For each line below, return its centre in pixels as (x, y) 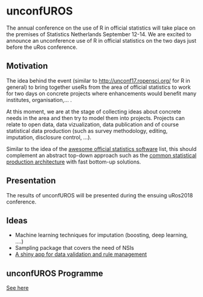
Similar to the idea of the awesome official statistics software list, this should (101, 148)
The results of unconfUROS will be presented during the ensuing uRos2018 (100, 195)
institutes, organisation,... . (39, 100)
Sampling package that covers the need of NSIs (74, 248)
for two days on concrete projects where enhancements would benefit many (101, 93)
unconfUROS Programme (55, 273)
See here (18, 288)
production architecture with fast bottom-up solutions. (74, 162)
